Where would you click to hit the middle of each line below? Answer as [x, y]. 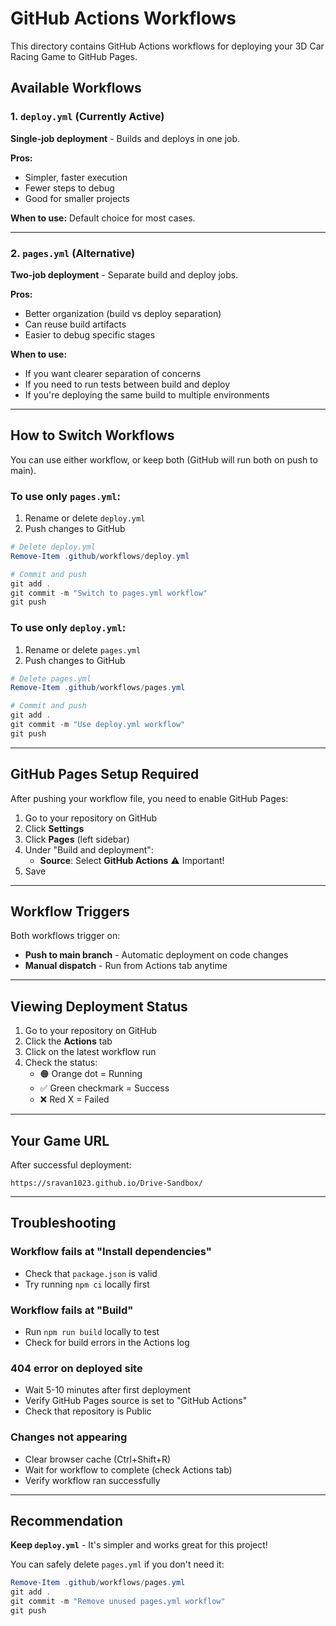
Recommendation [66, 1521]
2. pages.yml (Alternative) [73, 253]
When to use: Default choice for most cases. [103, 218]
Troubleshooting [63, 1223]
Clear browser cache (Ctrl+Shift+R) [98, 1459]
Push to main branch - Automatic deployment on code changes [156, 955]
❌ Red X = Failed [74, 1099]
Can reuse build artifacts [75, 324]
